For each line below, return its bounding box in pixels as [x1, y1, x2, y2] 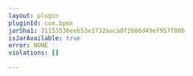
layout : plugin [8, 11, 60, 20]
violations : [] [8, 49, 60, 57]
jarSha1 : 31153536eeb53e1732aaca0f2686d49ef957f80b [8, 26, 185, 34]
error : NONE [8, 42, 48, 50]
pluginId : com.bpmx [8, 19, 74, 27]
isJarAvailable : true [8, 34, 81, 42]
